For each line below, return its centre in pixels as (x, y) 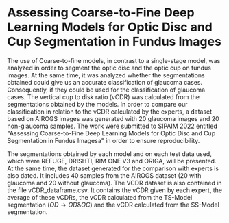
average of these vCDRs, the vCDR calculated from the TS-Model (100, 197)
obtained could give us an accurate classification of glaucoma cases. (105, 82)
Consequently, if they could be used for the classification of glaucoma (106, 90)
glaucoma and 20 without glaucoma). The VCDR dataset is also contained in (114, 183)
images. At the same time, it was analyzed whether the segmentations (106, 75)
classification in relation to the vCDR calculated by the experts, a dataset (110, 112)
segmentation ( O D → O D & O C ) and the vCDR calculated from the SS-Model (113, 205)
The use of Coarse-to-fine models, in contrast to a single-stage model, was (114, 60)
